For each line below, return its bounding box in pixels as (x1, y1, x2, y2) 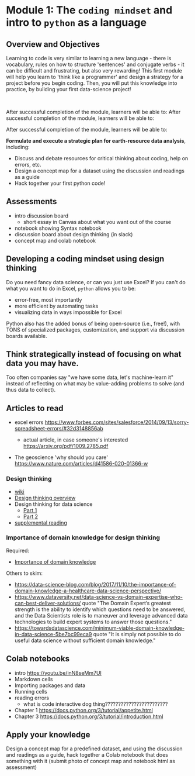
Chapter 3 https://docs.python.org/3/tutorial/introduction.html (14, 713, 163, 720)
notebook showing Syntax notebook (14, 225, 102, 232)
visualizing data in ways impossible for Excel (14, 308, 122, 316)
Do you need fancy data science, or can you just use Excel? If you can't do (6, 278, 186, 285)
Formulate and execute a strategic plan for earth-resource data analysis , (6, 137, 186, 144)
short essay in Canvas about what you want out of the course (23, 218, 172, 225)
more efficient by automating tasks (14, 302, 99, 309)
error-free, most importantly (14, 296, 82, 303)
